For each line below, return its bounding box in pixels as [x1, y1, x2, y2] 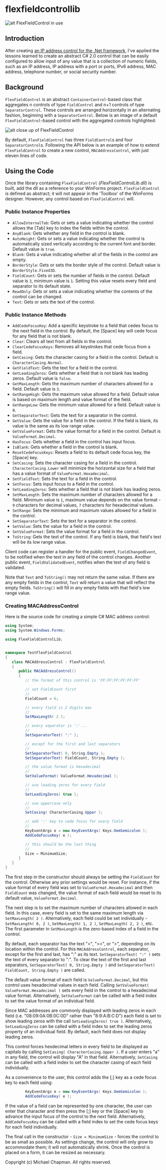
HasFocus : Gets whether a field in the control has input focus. [12, 438, 136, 444]
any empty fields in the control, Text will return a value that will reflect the [5, 579, 155, 585]
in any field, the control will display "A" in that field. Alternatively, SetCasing [5, 1054, 158, 1060]
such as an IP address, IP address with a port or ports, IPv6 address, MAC [5, 63, 156, 69]
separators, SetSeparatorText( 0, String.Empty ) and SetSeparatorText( [5, 962, 155, 968]
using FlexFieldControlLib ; [5, 637, 63, 642]
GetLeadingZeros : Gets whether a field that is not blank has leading [12, 370, 148, 376]
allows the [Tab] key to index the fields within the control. [12, 225, 129, 231]
